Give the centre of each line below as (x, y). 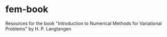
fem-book (27, 9)
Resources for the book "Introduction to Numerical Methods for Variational (83, 23)
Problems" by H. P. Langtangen (38, 28)
